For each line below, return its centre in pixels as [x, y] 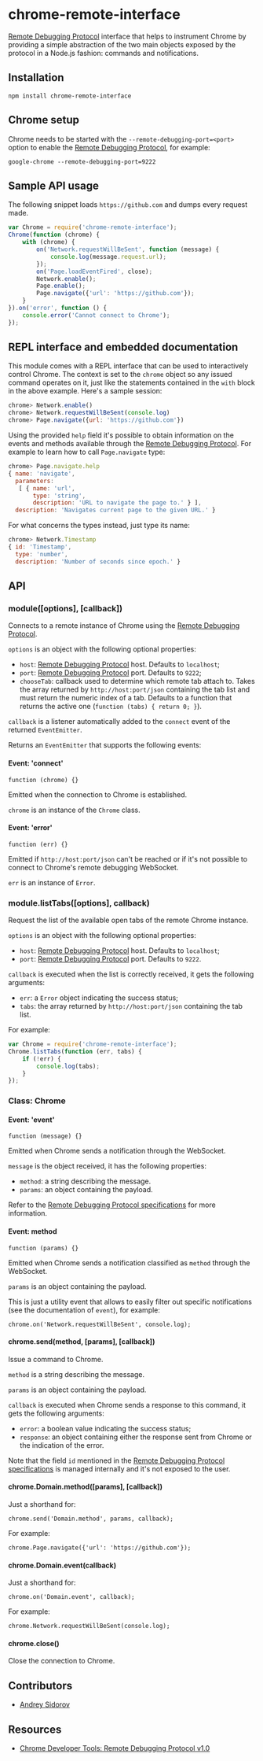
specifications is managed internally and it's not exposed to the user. [119, 1468]
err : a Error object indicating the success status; [99, 998]
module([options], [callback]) [66, 609]
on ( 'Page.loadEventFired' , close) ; [95, 271]
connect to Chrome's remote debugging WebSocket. [93, 867]
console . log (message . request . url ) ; [108, 257]
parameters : [35, 481]
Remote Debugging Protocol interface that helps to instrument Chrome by [127, 36]
